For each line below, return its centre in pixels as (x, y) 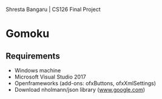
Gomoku (28, 34)
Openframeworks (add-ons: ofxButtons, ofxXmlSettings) (85, 83)
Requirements (33, 56)
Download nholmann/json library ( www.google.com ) (80, 90)
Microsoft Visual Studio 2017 (50, 77)
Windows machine (38, 70)
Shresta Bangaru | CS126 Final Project (53, 9)
